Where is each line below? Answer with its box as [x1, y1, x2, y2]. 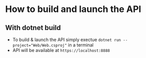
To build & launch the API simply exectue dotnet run [12, 36, 121, 42]
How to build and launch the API [5, 3, 141, 15]
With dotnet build [5, 23, 61, 32]
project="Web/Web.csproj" [12, 43, 67, 48]
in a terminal [67, 42, 94, 48]
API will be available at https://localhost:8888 [12, 47, 110, 53]
